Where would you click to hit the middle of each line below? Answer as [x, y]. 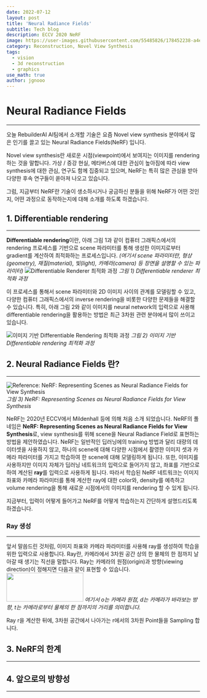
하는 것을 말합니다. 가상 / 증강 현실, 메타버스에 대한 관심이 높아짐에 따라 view [98, 163]
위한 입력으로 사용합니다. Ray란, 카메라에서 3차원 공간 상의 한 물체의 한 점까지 [99, 554]
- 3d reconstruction [38, 63]
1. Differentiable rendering [57, 219]
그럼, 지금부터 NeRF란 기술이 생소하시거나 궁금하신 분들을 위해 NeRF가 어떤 [97, 192]
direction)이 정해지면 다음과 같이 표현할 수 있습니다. [68, 569]
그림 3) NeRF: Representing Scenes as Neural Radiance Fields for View [96, 399]
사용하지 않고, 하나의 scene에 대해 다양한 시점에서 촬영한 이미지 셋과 [110, 449]
